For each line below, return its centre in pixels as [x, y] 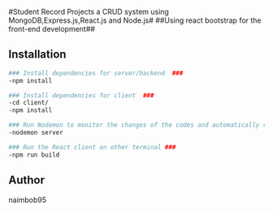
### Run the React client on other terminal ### [92, 147]
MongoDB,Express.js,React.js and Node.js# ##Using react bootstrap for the [135, 20]
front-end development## [52, 29]
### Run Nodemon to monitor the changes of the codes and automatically [134, 125]
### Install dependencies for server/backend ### [96, 73]
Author [26, 181]
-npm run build [34, 155]
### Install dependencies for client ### [81, 95]
